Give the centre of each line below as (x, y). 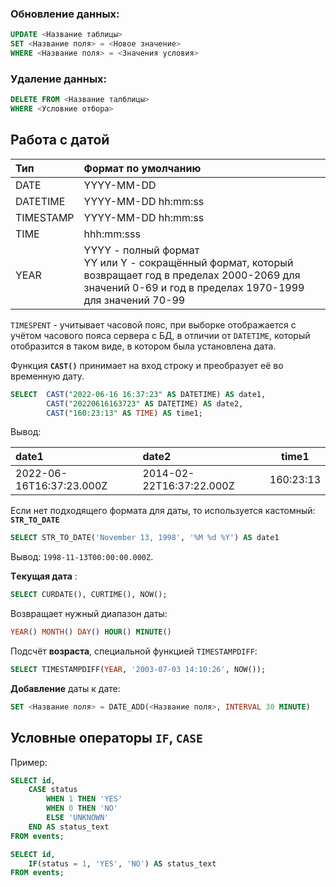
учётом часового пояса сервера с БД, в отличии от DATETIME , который (160, 335)
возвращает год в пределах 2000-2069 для (192, 275)
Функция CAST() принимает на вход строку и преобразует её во (147, 365)
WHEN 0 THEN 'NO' (82, 808)
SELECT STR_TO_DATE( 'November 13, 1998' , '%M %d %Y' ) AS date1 (145, 538)
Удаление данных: (59, 79)
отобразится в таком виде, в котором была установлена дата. (143, 346)
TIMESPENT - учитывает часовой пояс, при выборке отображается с (153, 324)
